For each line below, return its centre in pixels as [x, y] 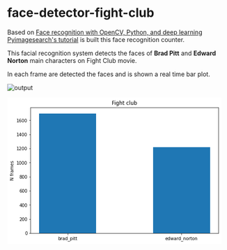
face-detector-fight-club [81, 13]
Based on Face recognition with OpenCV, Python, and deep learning [105, 32]
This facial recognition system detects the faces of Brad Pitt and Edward [112, 53]
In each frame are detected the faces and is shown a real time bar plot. [109, 74]
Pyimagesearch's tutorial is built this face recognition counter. [96, 39]
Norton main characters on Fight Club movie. [72, 60]
